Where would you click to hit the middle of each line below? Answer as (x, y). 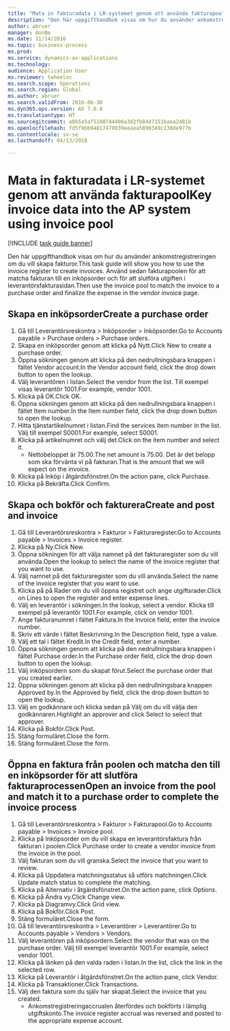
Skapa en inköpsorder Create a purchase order (108, 315)
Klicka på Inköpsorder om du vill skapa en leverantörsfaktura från (110, 839)
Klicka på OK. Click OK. (49, 396)
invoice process (42, 807)
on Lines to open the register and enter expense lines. (94, 598)
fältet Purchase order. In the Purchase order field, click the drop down (115, 656)
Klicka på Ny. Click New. (51, 547)
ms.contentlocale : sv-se (43, 134)
